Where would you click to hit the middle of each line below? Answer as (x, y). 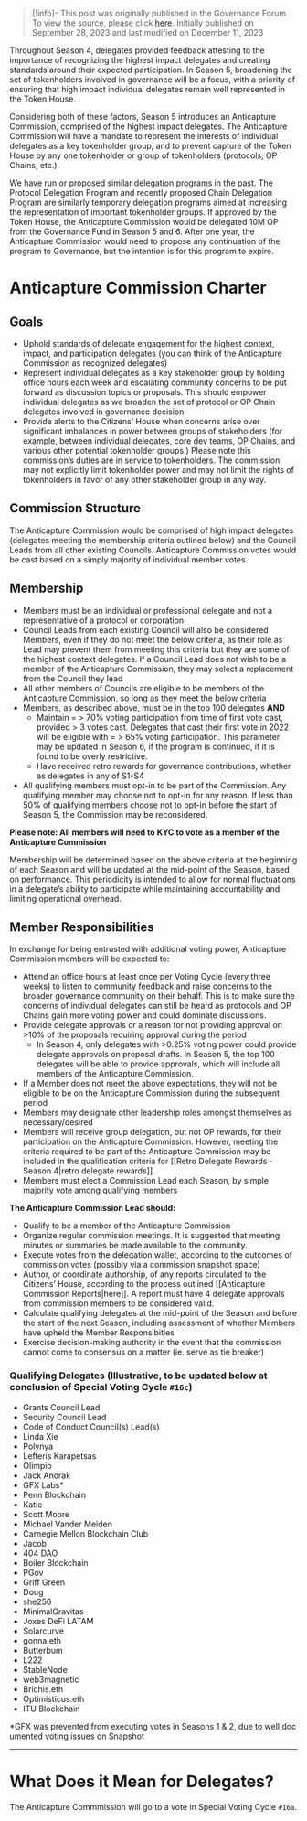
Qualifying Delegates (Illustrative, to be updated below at (138, 1376)
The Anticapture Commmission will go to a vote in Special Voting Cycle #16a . (153, 1806)
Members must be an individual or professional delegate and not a (147, 610)
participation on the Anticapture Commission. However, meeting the (150, 1141)
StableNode (45, 1669)
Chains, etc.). (35, 165)
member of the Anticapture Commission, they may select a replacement (158, 669)
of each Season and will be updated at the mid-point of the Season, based (149, 869)
